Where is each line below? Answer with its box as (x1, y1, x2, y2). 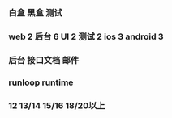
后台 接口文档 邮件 (8, 54, 80, 65)
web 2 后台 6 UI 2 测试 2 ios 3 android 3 (8, 31, 164, 42)
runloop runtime (8, 77, 74, 88)
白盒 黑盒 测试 (8, 6, 62, 18)
